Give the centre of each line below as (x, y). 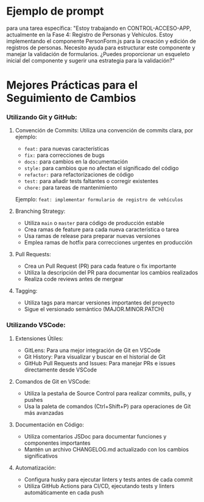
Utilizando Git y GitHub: (42, 117)
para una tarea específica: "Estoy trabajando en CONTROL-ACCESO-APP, (99, 28)
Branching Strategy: (40, 211)
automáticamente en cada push (64, 492)
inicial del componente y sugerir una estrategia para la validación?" (91, 60)
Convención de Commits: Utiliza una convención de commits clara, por (104, 131)
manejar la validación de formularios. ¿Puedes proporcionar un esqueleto (98, 54)
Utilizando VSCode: (36, 325)
